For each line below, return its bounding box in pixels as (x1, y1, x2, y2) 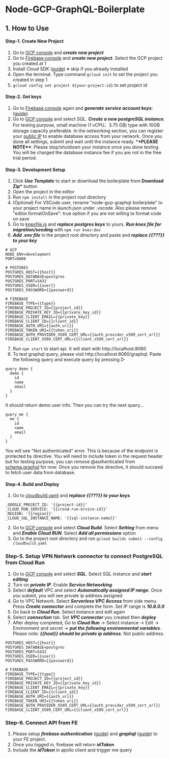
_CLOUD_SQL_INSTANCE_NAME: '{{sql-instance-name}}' (5, 516, 117, 521)
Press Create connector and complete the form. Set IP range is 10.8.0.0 (12, 603, 165, 609)
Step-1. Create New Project (5, 38, 64, 44)
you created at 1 (12, 60, 47, 66)
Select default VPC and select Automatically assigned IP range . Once (12, 587, 162, 593)
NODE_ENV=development (5, 252, 51, 257)
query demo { (5, 366, 33, 372)
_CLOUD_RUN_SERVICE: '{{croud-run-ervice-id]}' (5, 507, 108, 512)
